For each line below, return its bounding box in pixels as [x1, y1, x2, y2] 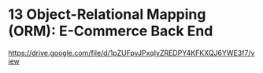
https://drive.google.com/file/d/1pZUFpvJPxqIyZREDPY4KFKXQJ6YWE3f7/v [8, 48, 255, 57]
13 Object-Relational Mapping [8, 5, 206, 24]
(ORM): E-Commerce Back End [8, 22, 213, 40]
